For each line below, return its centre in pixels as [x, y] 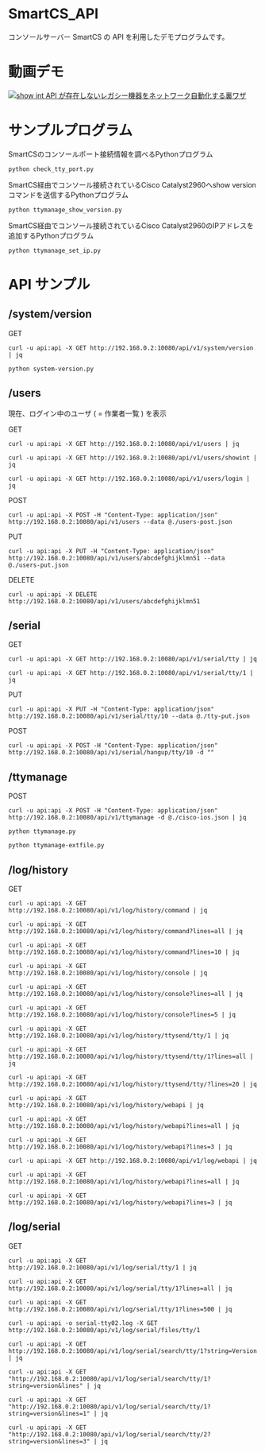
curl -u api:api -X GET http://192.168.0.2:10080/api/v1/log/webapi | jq [133, 1161]
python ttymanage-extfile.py [56, 846]
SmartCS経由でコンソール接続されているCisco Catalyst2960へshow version [132, 184]
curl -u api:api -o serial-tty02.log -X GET [83, 1323]
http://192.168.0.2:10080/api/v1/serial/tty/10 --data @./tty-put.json [129, 716]
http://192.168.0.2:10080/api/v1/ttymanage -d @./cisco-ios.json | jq [127, 818]
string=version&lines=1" [49, 1413]
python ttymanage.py [42, 831]
